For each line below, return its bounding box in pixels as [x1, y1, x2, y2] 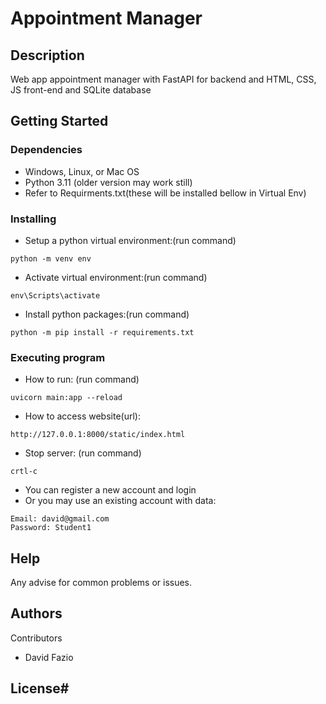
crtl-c [10, 467, 38, 477]
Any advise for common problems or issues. [10, 577, 193, 589]
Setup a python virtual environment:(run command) [24, 234, 237, 246]
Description [10, 47, 85, 64]
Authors [10, 605, 63, 622]
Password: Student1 [10, 523, 92, 533]
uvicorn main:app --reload [10, 393, 123, 403]
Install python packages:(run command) [24, 308, 190, 320]
